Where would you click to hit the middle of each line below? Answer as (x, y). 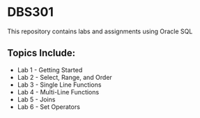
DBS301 (31, 12)
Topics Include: (41, 53)
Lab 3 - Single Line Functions (59, 85)
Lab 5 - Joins (36, 99)
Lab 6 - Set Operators (48, 107)
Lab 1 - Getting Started (50, 69)
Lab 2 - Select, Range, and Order (65, 77)
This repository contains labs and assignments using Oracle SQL (100, 31)
